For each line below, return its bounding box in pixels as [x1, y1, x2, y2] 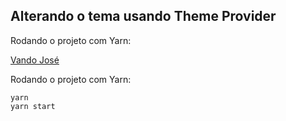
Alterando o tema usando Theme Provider [10, 8, 277, 25]
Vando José [10, 54, 60, 66]
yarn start [10, 101, 56, 111]
